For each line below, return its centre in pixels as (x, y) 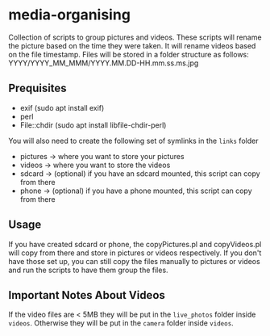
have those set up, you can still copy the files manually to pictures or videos (134, 261)
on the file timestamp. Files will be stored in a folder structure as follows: (129, 54)
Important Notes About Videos (87, 295)
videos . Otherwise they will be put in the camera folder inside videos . (121, 323)
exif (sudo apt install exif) (62, 107)
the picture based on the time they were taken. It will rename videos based (132, 45)
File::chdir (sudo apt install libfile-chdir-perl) (93, 125)
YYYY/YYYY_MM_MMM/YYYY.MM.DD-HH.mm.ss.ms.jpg (104, 63)
